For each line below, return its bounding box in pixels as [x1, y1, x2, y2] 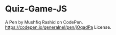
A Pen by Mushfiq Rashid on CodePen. [5, 19, 83, 25]
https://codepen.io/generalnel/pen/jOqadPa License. [5, 24, 112, 30]
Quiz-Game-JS [5, 3, 67, 14]
